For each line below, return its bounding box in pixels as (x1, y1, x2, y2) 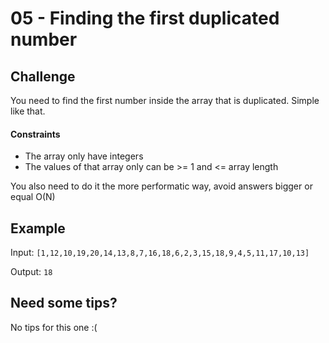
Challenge (10, 68, 76, 85)
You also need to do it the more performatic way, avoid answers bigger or (10, 180, 313, 192)
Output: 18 (10, 266, 53, 278)
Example (10, 220, 66, 237)
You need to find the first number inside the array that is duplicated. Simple (10, 95, 320, 106)
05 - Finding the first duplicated (10, 7, 280, 30)
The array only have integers (24, 150, 144, 162)
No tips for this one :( (10, 321, 98, 333)
